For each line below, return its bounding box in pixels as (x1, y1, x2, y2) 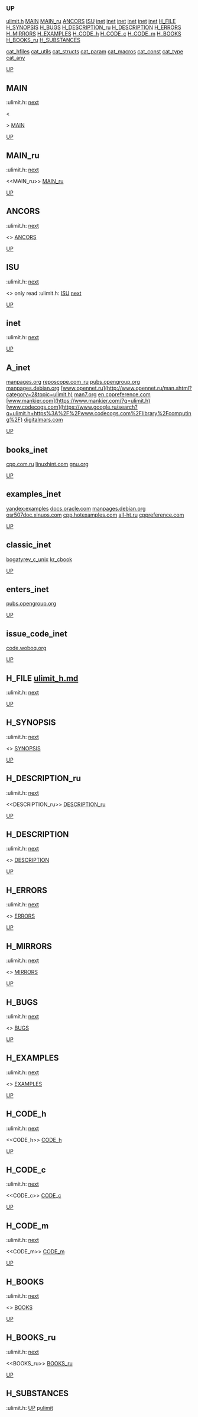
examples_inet (6, 489, 61, 499)
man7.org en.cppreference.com (73, 391, 151, 398)
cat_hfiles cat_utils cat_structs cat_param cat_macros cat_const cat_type (6, 48, 183, 55)
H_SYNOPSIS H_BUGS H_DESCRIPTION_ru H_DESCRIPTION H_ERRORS (6, 24, 181, 31)
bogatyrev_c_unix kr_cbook (6, 556, 73, 563)
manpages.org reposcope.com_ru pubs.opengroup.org (6, 378, 140, 386)
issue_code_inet (6, 629, 68, 639)
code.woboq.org (6, 645, 47, 652)
